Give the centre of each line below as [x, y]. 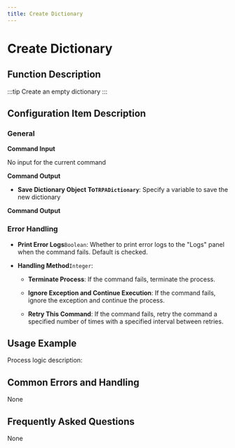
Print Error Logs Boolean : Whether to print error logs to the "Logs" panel [121, 244]
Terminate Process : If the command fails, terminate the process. [122, 279]
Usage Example [42, 343]
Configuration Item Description [76, 114]
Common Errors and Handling [73, 382]
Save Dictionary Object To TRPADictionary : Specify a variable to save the [123, 190]
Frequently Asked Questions [71, 422]
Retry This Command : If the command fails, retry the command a [122, 314]
